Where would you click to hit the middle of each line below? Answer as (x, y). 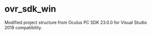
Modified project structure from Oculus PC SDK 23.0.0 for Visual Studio (76, 22)
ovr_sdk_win (30, 9)
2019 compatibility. (23, 27)
